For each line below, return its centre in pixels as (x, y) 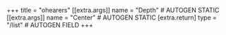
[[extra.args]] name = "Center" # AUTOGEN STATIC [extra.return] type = (112, 17)
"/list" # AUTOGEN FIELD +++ (50, 25)
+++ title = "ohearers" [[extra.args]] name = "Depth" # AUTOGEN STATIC (113, 10)
